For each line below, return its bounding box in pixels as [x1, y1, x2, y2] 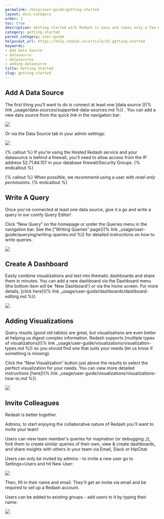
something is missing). [5, 351, 50, 357]
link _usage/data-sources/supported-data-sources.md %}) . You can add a [5, 107, 156, 113]
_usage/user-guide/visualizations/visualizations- [59, 370, 156, 376]
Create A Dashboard [5, 259, 68, 268]
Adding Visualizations [5, 317, 74, 325]
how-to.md [5, 376, 28, 381]
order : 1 [5, 16, 23, 21]
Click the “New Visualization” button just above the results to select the [5, 360, 148, 366]
